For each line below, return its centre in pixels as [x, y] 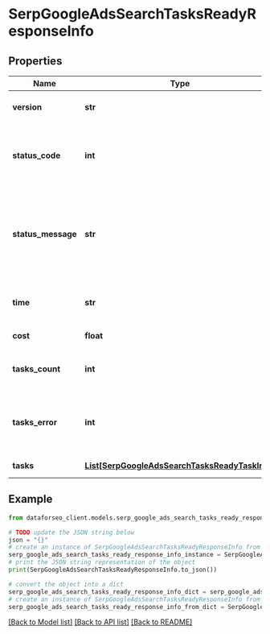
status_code [37, 155]
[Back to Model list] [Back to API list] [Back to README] [100, 622]
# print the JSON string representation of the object [102, 562]
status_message [45, 234]
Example [31, 499]
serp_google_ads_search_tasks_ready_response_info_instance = [115, 555]
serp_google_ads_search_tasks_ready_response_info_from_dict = [117, 607]
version [27, 107]
